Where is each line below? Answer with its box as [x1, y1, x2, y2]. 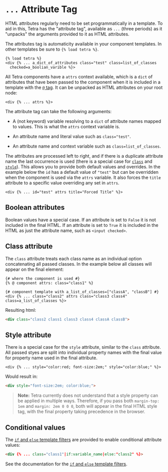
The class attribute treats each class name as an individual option [5, 255, 142, 261]
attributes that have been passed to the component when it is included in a [5, 79, 160, 85]
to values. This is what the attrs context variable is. [12, 123, 120, 129]
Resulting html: [5, 307, 36, 313]
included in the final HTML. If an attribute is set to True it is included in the [5, 222, 159, 228]
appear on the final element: [5, 266, 64, 272]
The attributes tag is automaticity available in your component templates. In [5, 40, 162, 46]
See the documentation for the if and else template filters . [5, 461, 128, 467]
